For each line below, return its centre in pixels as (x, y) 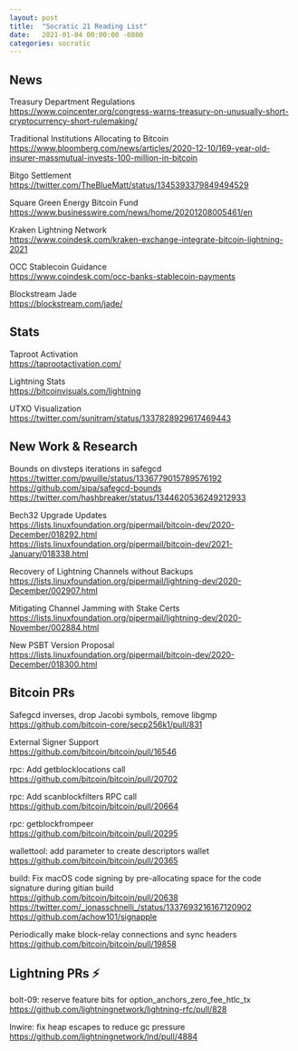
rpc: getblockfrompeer (52, 823)
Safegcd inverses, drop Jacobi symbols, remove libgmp (113, 714)
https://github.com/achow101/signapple (83, 917)
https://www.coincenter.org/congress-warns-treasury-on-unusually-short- (149, 112)
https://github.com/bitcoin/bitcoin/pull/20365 (94, 860)
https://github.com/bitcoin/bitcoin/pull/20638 (94, 897)
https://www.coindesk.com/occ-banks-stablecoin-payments (122, 277)
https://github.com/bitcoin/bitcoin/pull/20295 (94, 833)
